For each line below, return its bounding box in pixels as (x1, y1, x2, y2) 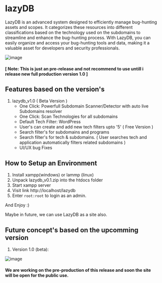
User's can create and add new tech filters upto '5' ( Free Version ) (19, 124, 153, 130)
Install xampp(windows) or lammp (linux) (12, 172, 94, 178)
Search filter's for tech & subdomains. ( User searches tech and (19, 134, 147, 140)
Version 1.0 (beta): (12, 246, 49, 252)
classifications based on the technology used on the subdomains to (5, 29, 141, 35)
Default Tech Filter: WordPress (19, 119, 81, 125)
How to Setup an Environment (5, 159, 97, 167)
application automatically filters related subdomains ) (19, 140, 126, 146)
